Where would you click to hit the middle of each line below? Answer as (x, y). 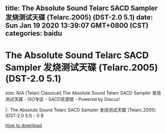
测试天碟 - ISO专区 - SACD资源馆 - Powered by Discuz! (63, 99)
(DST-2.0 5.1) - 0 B (25, 116)
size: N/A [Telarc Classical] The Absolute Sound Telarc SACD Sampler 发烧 (83, 93)
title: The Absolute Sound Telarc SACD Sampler (81, 8)
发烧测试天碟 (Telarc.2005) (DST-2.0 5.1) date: (79, 17)
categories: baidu (34, 34)
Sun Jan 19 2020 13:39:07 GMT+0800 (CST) (77, 25)
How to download (24, 125)
